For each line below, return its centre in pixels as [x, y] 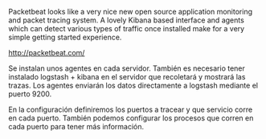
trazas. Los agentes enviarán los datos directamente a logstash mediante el [133, 85]
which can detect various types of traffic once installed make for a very [127, 29]
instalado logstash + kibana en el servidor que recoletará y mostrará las [127, 77]
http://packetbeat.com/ [47, 53]
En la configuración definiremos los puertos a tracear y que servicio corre [131, 109]
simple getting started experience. [65, 37]
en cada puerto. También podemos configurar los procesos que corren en [131, 118]
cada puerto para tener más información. [76, 127]
